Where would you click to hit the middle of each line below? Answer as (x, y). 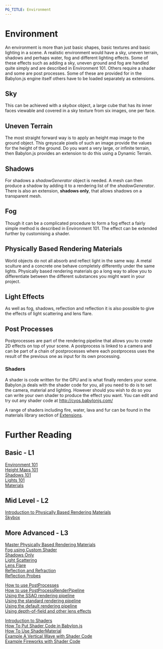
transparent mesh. (24, 196)
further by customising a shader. (38, 233)
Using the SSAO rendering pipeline (40, 596)
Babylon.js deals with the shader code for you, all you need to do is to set (79, 385)
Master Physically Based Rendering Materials (50, 544)
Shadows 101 (18, 475)
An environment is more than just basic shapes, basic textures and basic (78, 47)
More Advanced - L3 (37, 533)
